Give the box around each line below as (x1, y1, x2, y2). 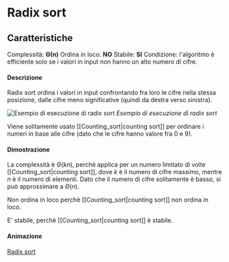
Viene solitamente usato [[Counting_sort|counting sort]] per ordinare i (7, 122, 204, 131)
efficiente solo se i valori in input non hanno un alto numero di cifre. (7, 58, 197, 66)
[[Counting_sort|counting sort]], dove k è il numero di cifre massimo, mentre (7, 168, 223, 176)
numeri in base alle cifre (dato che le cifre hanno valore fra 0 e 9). (7, 130, 193, 138)
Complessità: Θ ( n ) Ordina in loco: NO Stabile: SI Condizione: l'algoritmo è (7, 50, 215, 58)
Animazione (7, 232, 43, 240)
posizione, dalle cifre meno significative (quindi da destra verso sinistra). (7, 96, 213, 104)
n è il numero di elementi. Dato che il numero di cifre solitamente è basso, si (7, 175, 221, 183)
